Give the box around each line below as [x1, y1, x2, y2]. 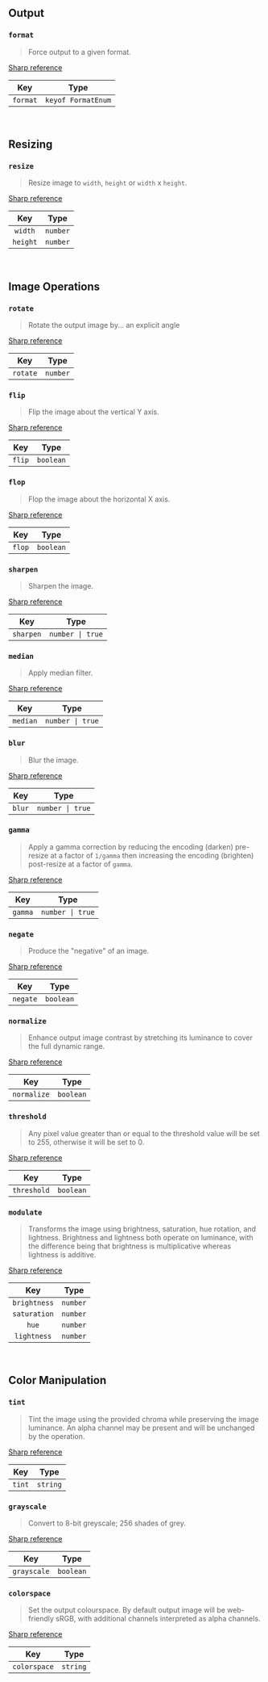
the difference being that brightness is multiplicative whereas [27, 1241, 232, 1251]
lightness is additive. [27, 1250, 97, 1260]
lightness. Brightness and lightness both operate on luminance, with [27, 1233, 254, 1243]
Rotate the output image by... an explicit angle [27, 321, 180, 330]
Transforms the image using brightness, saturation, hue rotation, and [27, 1224, 256, 1234]
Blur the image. [27, 755, 79, 765]
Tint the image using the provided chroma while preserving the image [27, 1414, 259, 1424]
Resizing [8, 137, 53, 152]
